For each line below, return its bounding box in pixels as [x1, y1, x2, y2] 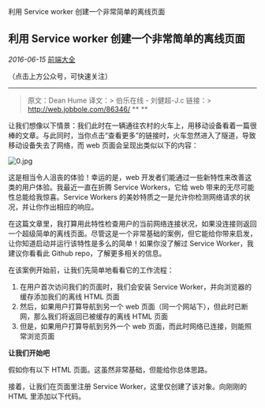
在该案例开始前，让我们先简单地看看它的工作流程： [8, 265, 174, 275]
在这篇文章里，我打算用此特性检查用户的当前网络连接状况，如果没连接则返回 [8, 219, 257, 228]
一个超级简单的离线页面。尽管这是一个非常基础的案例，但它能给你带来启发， [8, 228, 257, 238]
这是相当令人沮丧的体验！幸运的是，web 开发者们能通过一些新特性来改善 [8, 172, 245, 182]
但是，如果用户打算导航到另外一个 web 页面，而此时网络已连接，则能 [19, 321, 245, 331]
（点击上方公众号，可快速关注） [8, 71, 112, 80]
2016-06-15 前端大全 [8, 54, 77, 64]
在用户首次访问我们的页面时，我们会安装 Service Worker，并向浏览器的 [19, 282, 252, 291]
